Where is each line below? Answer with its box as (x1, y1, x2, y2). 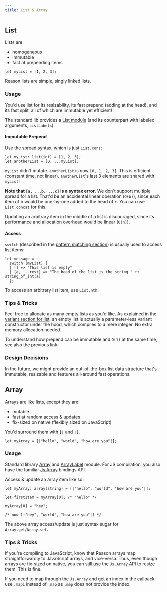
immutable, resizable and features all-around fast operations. (5, 371, 131, 377)
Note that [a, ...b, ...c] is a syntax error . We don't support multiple (5, 188, 151, 194)
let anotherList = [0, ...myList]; (5, 159, 79, 164)
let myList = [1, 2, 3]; (5, 69, 57, 74)
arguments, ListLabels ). (5, 122, 55, 128)
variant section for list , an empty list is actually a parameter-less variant (5, 316, 152, 322)
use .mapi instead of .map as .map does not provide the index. (5, 581, 131, 587)
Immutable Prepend (5, 134, 47, 140)
